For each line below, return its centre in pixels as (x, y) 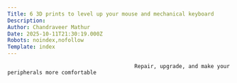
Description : (27, 21)
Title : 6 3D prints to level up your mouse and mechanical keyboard (111, 14)
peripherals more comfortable (52, 72)
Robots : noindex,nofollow (45, 40)
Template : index (31, 47)
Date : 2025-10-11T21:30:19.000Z (55, 34)
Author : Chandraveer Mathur (49, 27)
